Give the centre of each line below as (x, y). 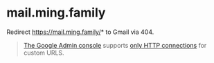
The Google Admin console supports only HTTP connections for (115, 45)
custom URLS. (44, 53)
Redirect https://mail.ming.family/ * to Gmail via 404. (80, 32)
